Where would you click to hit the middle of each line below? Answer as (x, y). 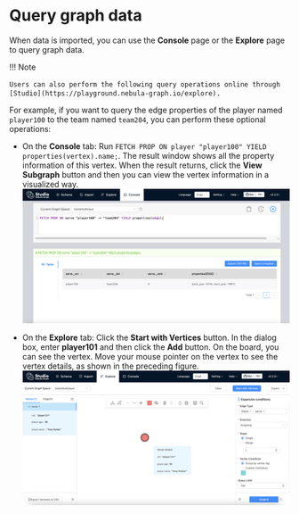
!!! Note (23, 67)
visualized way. (50, 184)
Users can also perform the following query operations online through (145, 84)
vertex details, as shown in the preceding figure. (110, 366)
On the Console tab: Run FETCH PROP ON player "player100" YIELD (144, 146)
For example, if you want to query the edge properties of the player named (146, 110)
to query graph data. (47, 49)
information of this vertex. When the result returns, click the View (142, 165)
